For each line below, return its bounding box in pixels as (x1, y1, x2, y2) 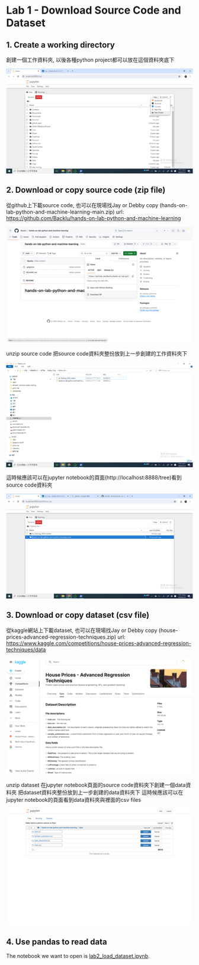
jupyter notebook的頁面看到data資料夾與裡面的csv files (6, 796, 141, 803)
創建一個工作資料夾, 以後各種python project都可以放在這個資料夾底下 (6, 56, 175, 63)
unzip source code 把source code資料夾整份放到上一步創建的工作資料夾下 (6, 350, 188, 357)
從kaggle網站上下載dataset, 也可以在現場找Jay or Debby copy (6, 627, 158, 634)
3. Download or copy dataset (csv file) (6, 610, 150, 620)
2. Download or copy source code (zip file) (6, 185, 166, 195)
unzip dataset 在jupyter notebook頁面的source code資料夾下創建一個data (6, 781, 186, 788)
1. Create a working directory (6, 40, 115, 50)
